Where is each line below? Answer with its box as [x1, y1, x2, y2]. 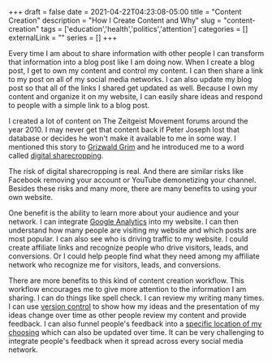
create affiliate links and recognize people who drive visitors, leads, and [8, 243, 249, 252]
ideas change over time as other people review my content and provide [8, 311, 247, 320]
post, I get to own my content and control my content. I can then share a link [8, 66, 264, 76]
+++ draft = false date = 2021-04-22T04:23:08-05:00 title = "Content [8, 7, 242, 16]
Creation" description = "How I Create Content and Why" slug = [8, 15, 222, 25]
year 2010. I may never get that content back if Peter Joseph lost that [8, 125, 240, 134]
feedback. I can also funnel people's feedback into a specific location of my [8, 319, 262, 328]
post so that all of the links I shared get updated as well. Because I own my [8, 83, 258, 93]
